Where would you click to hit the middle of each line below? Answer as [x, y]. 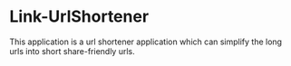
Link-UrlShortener [79, 17]
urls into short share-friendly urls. [72, 51]
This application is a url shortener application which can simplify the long [146, 42]
